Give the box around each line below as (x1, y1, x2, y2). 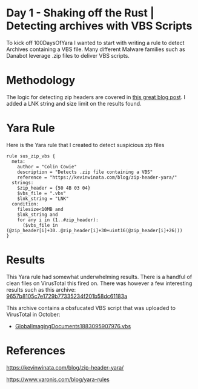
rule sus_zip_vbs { (6, 153, 56, 159)
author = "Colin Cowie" (17, 164, 78, 170)
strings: (12, 179, 34, 185)
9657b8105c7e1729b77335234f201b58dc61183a (6, 292, 128, 300)
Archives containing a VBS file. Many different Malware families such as (6, 46, 186, 53)
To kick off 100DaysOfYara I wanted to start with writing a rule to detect (6, 39, 185, 46)
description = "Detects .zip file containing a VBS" (17, 169, 153, 175)
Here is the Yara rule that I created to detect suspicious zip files (6, 141, 165, 148)
